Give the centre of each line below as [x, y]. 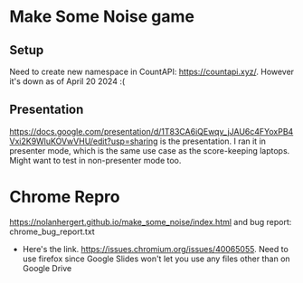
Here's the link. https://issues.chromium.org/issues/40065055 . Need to [156, 249]
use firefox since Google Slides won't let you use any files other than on [156, 259]
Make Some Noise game [102, 17]
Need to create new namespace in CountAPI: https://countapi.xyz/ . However [152, 71]
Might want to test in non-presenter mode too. [95, 160]
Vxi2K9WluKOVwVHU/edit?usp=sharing [84, 141]
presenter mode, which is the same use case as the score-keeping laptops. [150, 150]
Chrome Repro [65, 197]
